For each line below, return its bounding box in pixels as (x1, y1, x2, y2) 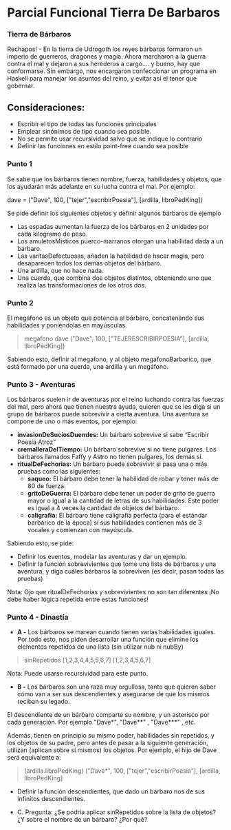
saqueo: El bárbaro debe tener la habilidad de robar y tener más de (27, 474, 219, 483)
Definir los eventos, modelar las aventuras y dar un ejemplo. (16, 553, 188, 561)
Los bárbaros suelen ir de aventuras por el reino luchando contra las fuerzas (7, 395, 224, 404)
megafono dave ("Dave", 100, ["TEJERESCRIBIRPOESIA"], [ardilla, (23, 334, 210, 343)
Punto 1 (7, 159, 32, 169)
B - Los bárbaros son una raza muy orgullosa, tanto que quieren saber (16, 682, 217, 691)
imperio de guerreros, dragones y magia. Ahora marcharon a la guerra (7, 52, 206, 61)
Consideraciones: (7, 101, 85, 113)
